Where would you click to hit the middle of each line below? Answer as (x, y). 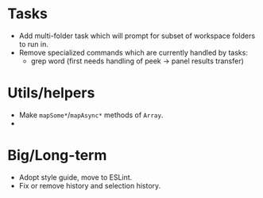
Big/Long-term (57, 156)
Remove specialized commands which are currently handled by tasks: (133, 52)
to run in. (34, 44)
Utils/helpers (51, 93)
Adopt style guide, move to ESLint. (75, 177)
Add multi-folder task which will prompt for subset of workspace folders (137, 36)
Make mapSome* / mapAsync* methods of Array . (91, 115)
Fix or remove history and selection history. (90, 185)
